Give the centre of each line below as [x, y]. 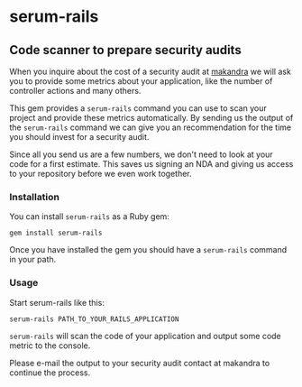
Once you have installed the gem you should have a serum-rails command [148, 250]
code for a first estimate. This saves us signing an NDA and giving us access [151, 164]
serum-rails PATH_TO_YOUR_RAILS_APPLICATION [94, 319]
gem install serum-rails [56, 233]
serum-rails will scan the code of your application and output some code [145, 336]
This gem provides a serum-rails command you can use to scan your [138, 108]
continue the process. [50, 373]
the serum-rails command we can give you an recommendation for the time [150, 127]
